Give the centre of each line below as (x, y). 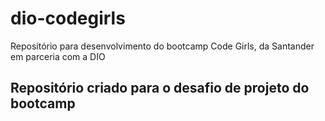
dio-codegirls (68, 18)
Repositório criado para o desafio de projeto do (160, 88)
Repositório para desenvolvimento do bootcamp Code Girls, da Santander (162, 46)
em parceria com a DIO (58, 56)
